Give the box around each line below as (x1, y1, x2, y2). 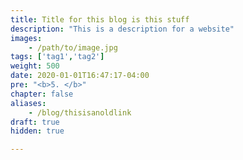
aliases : (10, 98, 47, 108)
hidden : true (10, 126, 65, 136)
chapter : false (10, 89, 74, 99)
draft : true (10, 117, 60, 127)
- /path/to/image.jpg (28, 42, 118, 53)
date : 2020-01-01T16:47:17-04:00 (10, 71, 150, 81)
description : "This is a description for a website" (10, 24, 235, 34)
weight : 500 (10, 61, 60, 71)
